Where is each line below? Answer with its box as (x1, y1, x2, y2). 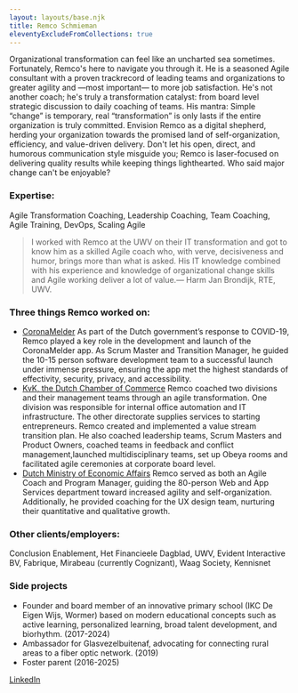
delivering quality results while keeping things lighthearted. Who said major (9, 157, 285, 169)
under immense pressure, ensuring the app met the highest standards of (21, 364, 289, 375)
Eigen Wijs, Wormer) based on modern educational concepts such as (21, 609, 277, 620)
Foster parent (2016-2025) (21, 657, 120, 667)
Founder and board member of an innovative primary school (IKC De (21, 600, 273, 610)
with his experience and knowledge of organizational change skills (30, 264, 276, 276)
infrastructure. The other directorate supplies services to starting (21, 411, 261, 422)
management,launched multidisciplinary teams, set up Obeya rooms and (21, 448, 288, 459)
